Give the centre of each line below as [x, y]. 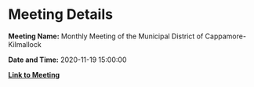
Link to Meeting [34, 74]
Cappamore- [226, 36]
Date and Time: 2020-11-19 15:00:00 [67, 60]
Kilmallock [25, 44]
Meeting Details [61, 14]
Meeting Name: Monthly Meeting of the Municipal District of [106, 36]
